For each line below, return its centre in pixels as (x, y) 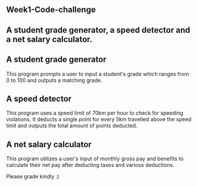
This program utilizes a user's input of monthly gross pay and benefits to (95, 159)
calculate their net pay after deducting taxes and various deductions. (90, 165)
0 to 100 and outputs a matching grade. (54, 80)
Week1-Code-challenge (51, 10)
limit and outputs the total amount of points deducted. (72, 126)
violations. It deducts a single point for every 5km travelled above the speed (99, 119)
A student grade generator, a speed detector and (98, 30)
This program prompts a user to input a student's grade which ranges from (98, 74)
